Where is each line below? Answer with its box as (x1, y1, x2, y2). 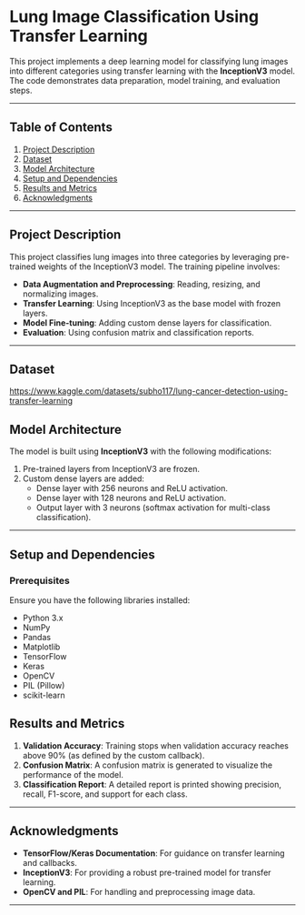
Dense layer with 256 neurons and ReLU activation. (35, 483, 229, 494)
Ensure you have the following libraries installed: (9, 594, 191, 606)
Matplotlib (22, 641, 61, 652)
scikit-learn (22, 689, 65, 700)
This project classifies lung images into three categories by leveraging (9, 251, 272, 262)
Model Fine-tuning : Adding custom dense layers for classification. (22, 317, 272, 328)
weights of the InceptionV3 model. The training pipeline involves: (37, 261, 280, 272)
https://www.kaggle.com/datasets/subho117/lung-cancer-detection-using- (9, 386, 289, 397)
